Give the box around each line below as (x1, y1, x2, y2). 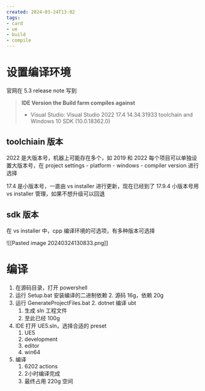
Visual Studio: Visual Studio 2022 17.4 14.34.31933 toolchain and (30, 111, 193, 118)
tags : (6, 15, 20, 21)
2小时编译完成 (24, 370, 61, 377)
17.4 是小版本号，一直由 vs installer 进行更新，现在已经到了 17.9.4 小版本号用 (6, 182, 199, 189)
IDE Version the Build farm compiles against (21, 99, 136, 106)
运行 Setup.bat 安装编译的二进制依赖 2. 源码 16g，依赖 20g (15, 291, 164, 299)
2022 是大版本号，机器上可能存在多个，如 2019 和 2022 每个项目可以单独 (6, 154, 192, 161)
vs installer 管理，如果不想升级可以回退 (6, 190, 105, 197)
